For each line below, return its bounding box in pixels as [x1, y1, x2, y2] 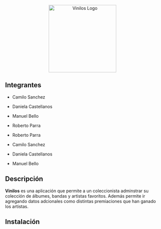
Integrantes [5, 81, 42, 89]
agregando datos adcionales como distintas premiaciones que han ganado [5, 198, 156, 204]
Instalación [5, 218, 40, 226]
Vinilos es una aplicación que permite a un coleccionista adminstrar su [5, 188, 149, 194]
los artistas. [5, 204, 28, 209]
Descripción [5, 175, 43, 183]
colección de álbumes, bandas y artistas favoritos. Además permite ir [5, 193, 145, 199]
